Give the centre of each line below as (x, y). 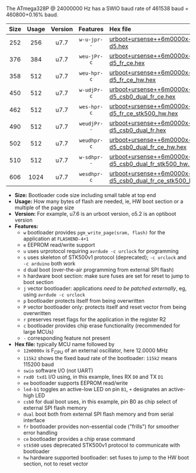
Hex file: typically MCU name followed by (64, 344)
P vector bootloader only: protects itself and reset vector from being (105, 307)
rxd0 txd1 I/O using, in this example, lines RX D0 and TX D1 (93, 377)
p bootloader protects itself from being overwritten (84, 301)
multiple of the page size (44, 208)
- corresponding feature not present (67, 338)
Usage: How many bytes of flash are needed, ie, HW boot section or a (99, 201)
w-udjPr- (91, 90)
